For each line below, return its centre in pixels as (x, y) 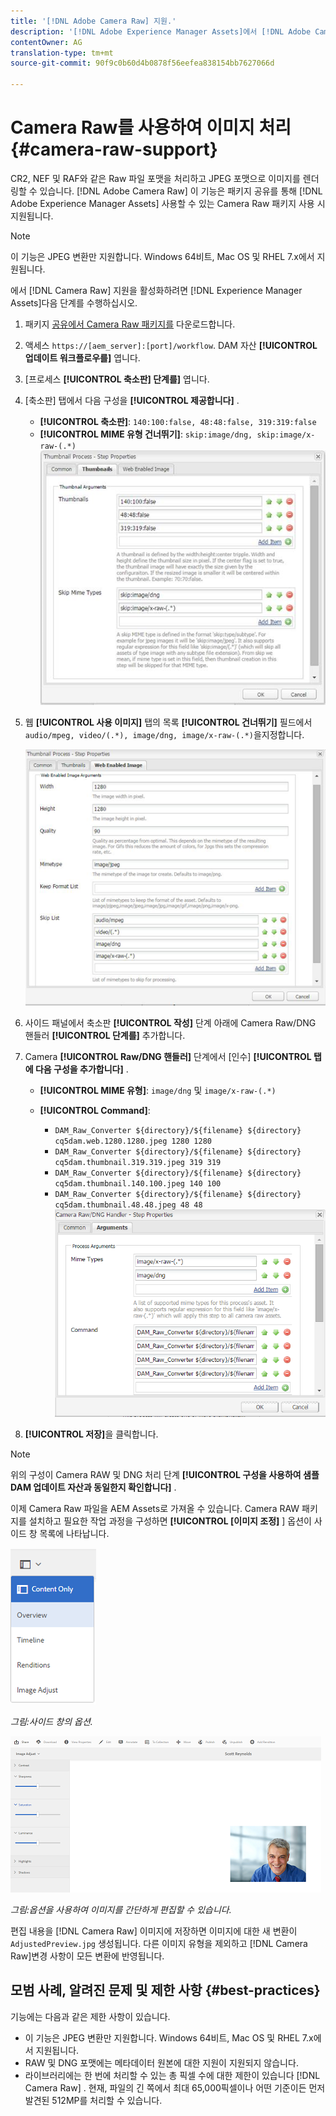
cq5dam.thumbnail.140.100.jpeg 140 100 (138, 1184)
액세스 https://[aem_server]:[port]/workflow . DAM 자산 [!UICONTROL (171, 345)
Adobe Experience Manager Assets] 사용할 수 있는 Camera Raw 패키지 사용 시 (168, 203)
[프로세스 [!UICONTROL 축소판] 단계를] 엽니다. (117, 379)
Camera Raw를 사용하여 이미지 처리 (151, 127)
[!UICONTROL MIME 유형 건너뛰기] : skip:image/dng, (146, 434)
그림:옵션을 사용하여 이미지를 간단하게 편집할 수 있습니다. (121, 1910)
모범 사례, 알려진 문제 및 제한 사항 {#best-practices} (165, 1990)
